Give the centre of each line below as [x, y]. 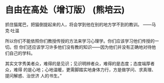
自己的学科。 [22, 53]
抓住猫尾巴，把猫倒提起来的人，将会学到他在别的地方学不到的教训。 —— [78, 24]
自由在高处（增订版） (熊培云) [65, 10]
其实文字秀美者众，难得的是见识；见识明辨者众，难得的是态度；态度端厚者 [80, 63]
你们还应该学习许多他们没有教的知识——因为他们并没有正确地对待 [85, 47]
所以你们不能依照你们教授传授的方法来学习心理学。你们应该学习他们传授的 [80, 41]
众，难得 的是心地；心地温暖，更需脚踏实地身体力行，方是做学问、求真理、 [81, 69]
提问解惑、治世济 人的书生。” [33, 76]
